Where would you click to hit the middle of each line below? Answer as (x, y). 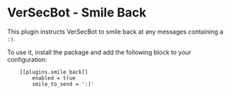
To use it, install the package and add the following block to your (99, 52)
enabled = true (54, 78)
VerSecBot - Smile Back (77, 13)
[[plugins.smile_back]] (54, 72)
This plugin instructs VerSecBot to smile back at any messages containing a (115, 32)
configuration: (27, 59)
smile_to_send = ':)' (63, 84)
